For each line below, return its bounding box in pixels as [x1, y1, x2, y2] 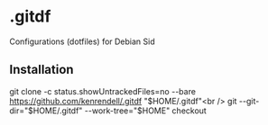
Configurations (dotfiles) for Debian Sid [9, 36, 155, 47]
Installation [9, 62, 74, 77]
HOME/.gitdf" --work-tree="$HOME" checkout [32, 105, 208, 116]
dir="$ [9, 105, 33, 116]
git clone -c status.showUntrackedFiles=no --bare [9, 85, 197, 96]
